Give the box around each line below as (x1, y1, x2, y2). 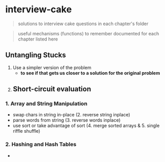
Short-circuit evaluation (12, 85, 91, 93)
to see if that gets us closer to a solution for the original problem (20, 70, 160, 76)
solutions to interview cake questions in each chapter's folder (17, 21, 149, 27)
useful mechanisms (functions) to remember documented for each (17, 30, 159, 36)
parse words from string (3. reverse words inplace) (12, 117, 121, 124)
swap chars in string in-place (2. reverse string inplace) (12, 112, 131, 118)
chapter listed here (17, 36, 58, 42)
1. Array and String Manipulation (5, 100, 87, 107)
